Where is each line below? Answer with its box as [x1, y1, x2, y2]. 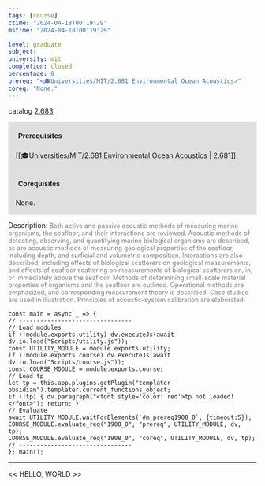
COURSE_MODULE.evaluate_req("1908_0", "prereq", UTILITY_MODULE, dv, [8, 420, 242, 428]
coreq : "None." [8, 84, 58, 92]
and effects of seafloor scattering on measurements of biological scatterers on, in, [8, 266, 253, 275]
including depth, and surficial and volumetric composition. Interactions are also [8, 251, 243, 260]
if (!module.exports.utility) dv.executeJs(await [8, 331, 175, 338]
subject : [8, 48, 37, 56]
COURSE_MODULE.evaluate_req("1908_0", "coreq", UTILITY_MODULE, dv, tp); [8, 434, 256, 442]
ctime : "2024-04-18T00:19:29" [8, 19, 108, 27]
